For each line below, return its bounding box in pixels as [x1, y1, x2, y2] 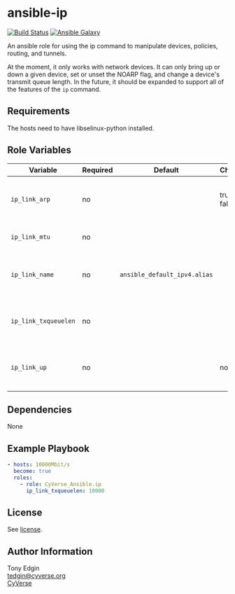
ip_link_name [10, 270, 55, 278]
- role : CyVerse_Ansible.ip [20, 481, 101, 488]
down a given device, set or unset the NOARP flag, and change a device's [7, 70, 220, 78]
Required [82, 165, 113, 174]
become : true [13, 468, 52, 475]
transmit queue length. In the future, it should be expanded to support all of [7, 77, 225, 85]
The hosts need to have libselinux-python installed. [7, 124, 155, 132]
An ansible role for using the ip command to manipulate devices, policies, [7, 41, 218, 50]
